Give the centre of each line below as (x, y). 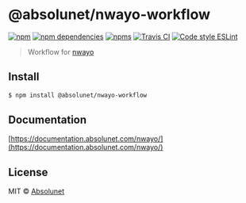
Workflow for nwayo (61, 52)
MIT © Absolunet (37, 191)
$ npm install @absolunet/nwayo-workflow (78, 95)
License (28, 172)
